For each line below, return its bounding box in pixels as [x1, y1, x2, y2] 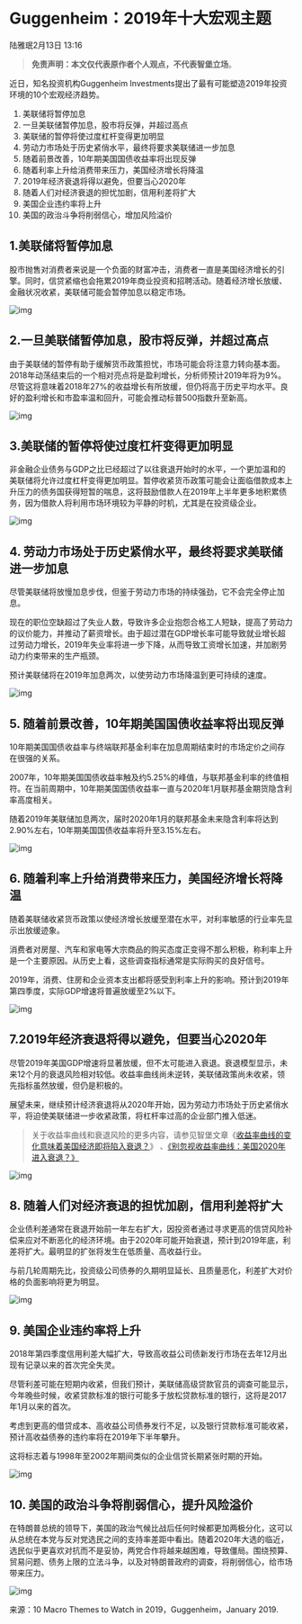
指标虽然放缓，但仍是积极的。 [16, 1080, 128, 1090]
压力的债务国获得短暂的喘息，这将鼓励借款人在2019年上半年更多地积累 [16, 487, 280, 498]
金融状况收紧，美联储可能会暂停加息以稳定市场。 [9, 286, 191, 297]
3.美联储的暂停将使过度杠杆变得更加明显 [9, 438, 234, 453]
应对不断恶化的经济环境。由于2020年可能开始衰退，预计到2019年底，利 [24, 1234, 291, 1246]
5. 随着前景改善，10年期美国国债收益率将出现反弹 [9, 716, 285, 731]
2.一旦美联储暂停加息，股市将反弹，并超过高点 [9, 333, 270, 348]
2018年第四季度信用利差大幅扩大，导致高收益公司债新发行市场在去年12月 [9, 1349, 280, 1359]
